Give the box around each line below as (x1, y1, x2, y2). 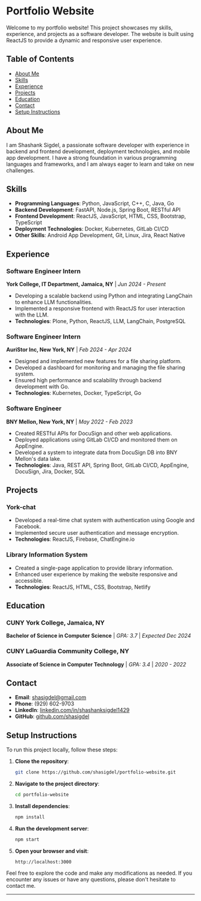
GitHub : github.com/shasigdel (14, 713, 90, 720)
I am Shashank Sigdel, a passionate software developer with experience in (6, 141, 190, 148)
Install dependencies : (14, 803, 70, 809)
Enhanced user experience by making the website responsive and (14, 570, 178, 578)
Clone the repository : (14, 758, 69, 765)
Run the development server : (14, 824, 89, 832)
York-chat (6, 503, 36, 511)
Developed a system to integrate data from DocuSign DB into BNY (14, 449, 178, 456)
